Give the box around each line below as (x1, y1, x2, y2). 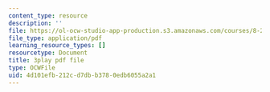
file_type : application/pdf (8, 34, 103, 42)
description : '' (8, 19, 63, 27)
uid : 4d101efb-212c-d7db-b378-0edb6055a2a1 (8, 71, 157, 79)
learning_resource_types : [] (8, 42, 106, 50)
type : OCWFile (8, 64, 56, 72)
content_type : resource (8, 11, 88, 20)
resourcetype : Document (8, 49, 88, 57)
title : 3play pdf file (8, 57, 84, 65)
